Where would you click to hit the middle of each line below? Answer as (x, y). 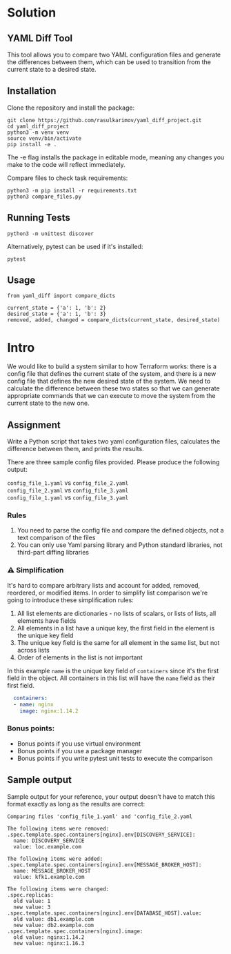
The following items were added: (55, 859)
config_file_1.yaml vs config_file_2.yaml (68, 483)
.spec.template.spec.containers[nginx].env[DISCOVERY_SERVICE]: (101, 835)
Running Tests (39, 218)
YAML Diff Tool (40, 38)
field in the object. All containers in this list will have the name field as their (111, 678)
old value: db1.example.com (54, 919)
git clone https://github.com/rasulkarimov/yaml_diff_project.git (104, 120)
